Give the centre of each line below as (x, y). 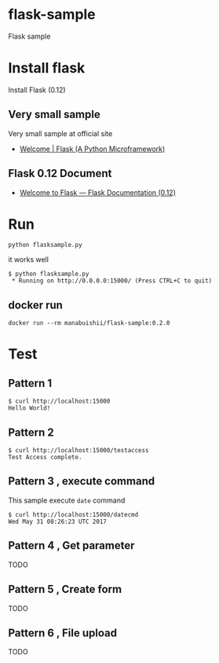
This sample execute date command (67, 500)
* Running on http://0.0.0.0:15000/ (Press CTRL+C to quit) (112, 281)
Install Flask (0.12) (37, 90)
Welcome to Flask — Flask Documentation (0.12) (98, 192)
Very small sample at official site (60, 133)
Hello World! (29, 408)
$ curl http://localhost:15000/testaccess (78, 451)
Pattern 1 (30, 383)
